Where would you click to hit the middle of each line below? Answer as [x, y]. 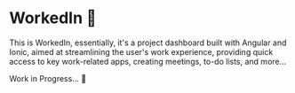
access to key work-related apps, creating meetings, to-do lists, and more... [148, 61]
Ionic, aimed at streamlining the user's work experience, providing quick [141, 51]
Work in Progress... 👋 [48, 78]
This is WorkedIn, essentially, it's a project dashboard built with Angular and [148, 43]
